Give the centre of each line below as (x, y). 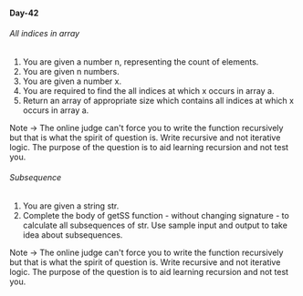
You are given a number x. (72, 81)
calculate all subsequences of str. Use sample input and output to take (155, 225)
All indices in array (45, 34)
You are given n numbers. (71, 71)
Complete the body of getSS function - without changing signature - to (156, 215)
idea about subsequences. (73, 235)
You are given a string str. (71, 206)
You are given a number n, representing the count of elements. (141, 61)
